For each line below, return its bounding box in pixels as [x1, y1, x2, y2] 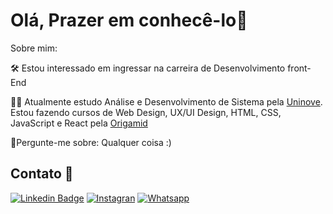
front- [287, 62, 312, 74]
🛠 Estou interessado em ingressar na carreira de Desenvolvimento [10, 62, 286, 74]
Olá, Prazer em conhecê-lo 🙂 [10, 9, 248, 32]
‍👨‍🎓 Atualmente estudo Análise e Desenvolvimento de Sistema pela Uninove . [10, 95, 323, 108]
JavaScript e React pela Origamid [10, 117, 148, 129]
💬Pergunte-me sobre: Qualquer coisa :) [10, 136, 172, 148]
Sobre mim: [10, 42, 58, 54]
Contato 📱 [10, 165, 74, 183]
